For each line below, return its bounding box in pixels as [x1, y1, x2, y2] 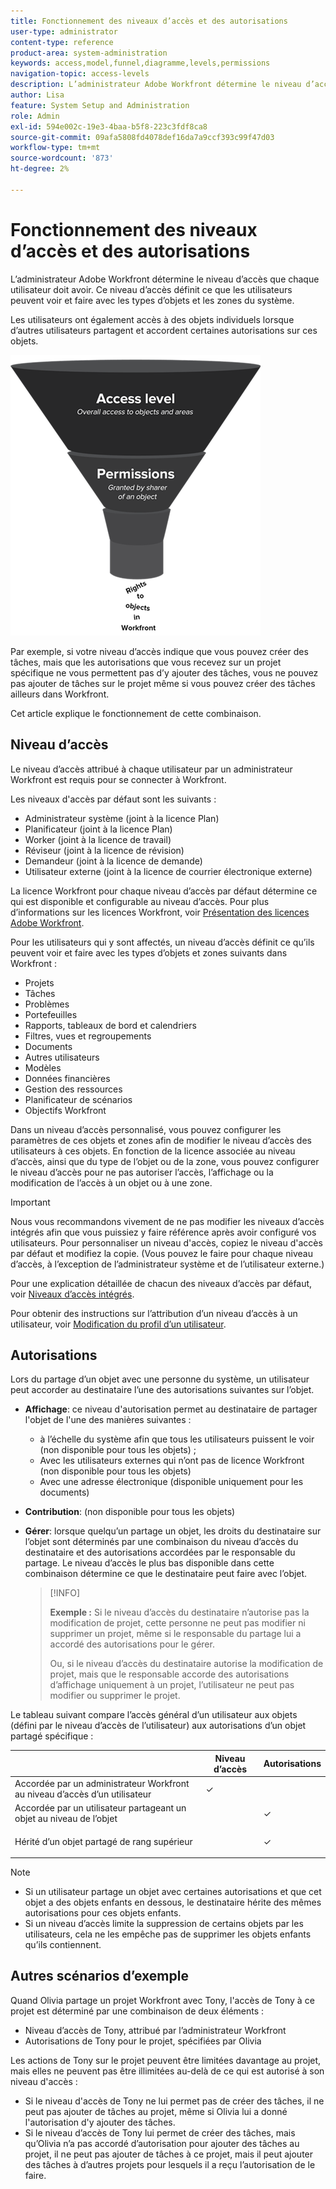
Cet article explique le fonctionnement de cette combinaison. [10, 707, 262, 719]
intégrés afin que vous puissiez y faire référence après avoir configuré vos [10, 1226, 317, 1238]
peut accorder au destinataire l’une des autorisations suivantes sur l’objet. [10, 1384, 315, 1396]
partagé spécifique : [10, 1730, 94, 1742]
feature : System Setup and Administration [10, 100, 190, 110]
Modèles [24, 1061, 62, 1074]
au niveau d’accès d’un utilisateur [14, 1788, 152, 1800]
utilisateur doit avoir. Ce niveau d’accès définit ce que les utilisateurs [10, 283, 293, 295]
